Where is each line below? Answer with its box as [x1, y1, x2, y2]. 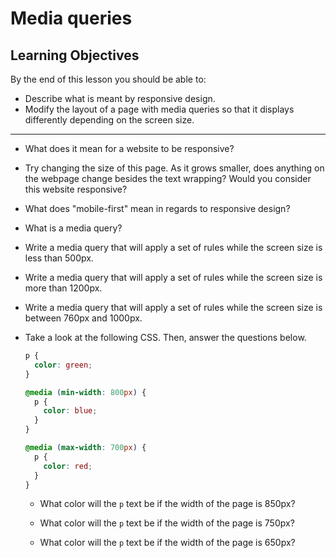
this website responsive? [24, 183, 128, 195]
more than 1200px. [24, 282, 103, 294]
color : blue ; [43, 406, 98, 416]
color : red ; [43, 461, 93, 471]
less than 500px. [24, 252, 94, 264]
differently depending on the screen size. [24, 114, 195, 126]
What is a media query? [24, 222, 123, 234]
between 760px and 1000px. [24, 312, 143, 324]
